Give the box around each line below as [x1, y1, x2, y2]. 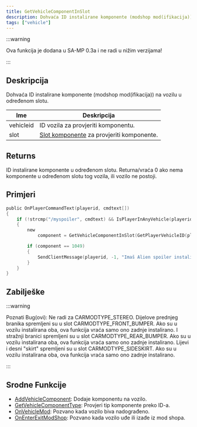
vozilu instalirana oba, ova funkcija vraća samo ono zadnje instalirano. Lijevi [6, 339, 189, 346]
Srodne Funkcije [6, 380, 67, 390]
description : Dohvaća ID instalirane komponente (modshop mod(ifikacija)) [6, 14, 193, 20]
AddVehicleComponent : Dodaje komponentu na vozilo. [14, 395, 147, 402]
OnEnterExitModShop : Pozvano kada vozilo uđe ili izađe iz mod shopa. [14, 414, 186, 421]
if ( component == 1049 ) [27, 243, 85, 249]
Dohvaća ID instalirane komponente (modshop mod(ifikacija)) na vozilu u [6, 91, 182, 98]
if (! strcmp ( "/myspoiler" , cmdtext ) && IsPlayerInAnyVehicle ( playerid [16, 216, 193, 222]
